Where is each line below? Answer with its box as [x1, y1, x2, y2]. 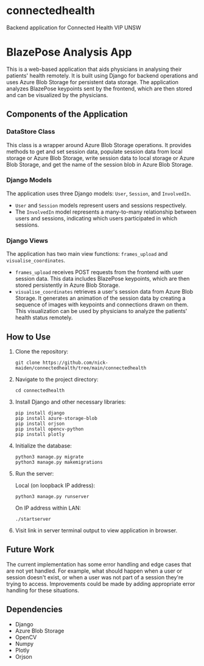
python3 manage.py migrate [15, 454, 84, 460]
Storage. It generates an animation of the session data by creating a [15, 294, 186, 302]
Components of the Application [6, 109, 128, 120]
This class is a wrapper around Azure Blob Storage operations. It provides [6, 141, 192, 148]
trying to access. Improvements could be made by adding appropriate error [6, 580, 195, 587]
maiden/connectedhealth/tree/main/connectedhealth [15, 364, 147, 371]
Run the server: [15, 469, 54, 477]
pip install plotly [15, 431, 65, 437]
